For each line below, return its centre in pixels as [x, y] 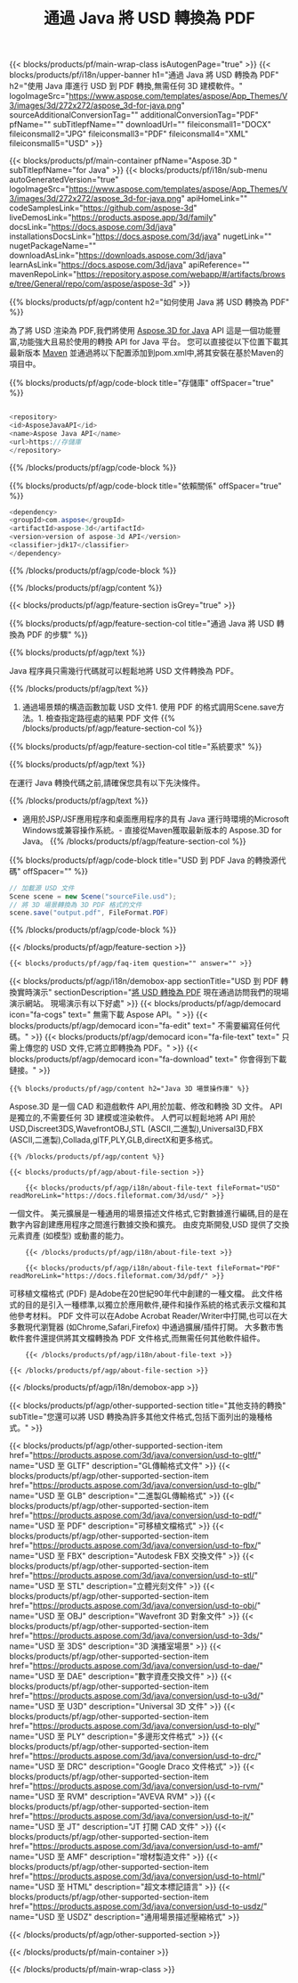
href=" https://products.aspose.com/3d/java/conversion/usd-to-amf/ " [137, 1847]
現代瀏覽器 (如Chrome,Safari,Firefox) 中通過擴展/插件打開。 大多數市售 [154, 1327]
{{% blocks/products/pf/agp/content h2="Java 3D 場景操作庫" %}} [129, 1089]
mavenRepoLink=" [43, 275]
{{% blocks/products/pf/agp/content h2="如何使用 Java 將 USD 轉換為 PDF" [149, 302]
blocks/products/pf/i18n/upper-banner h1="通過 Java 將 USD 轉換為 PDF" [144, 75]
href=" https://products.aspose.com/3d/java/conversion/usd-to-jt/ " [132, 1816]
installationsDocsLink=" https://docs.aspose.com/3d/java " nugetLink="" [141, 236]
